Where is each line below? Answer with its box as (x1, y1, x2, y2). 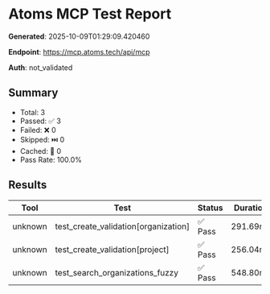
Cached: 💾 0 (19, 146, 62, 155)
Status (197, 202, 223, 213)
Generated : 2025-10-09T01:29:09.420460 (8, 31, 150, 41)
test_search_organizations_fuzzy (55, 267, 179, 278)
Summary (8, 86, 59, 100)
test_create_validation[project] (55, 243, 170, 255)
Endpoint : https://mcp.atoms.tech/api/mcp (8, 47, 150, 56)
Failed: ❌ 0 (19, 125, 56, 135)
